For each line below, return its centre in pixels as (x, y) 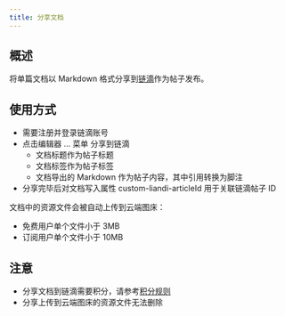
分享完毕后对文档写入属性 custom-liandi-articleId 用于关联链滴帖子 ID (149, 189)
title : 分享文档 (37, 17)
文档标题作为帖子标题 (74, 155)
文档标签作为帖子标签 (74, 166)
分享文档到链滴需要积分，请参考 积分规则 (96, 291)
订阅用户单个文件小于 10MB (73, 238)
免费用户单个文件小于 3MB (71, 226)
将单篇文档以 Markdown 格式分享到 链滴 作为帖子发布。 (109, 79)
